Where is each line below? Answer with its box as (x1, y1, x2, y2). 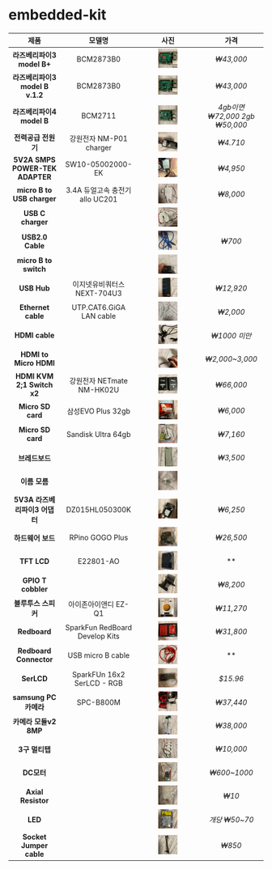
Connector (15, 655, 53, 664)
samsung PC (12, 692, 57, 702)
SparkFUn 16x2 (71, 669, 125, 679)
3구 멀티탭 (18, 744, 51, 754)
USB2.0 (21, 232, 48, 242)
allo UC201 (79, 194, 118, 204)
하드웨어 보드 (13, 532, 55, 543)
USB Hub (19, 283, 50, 293)
